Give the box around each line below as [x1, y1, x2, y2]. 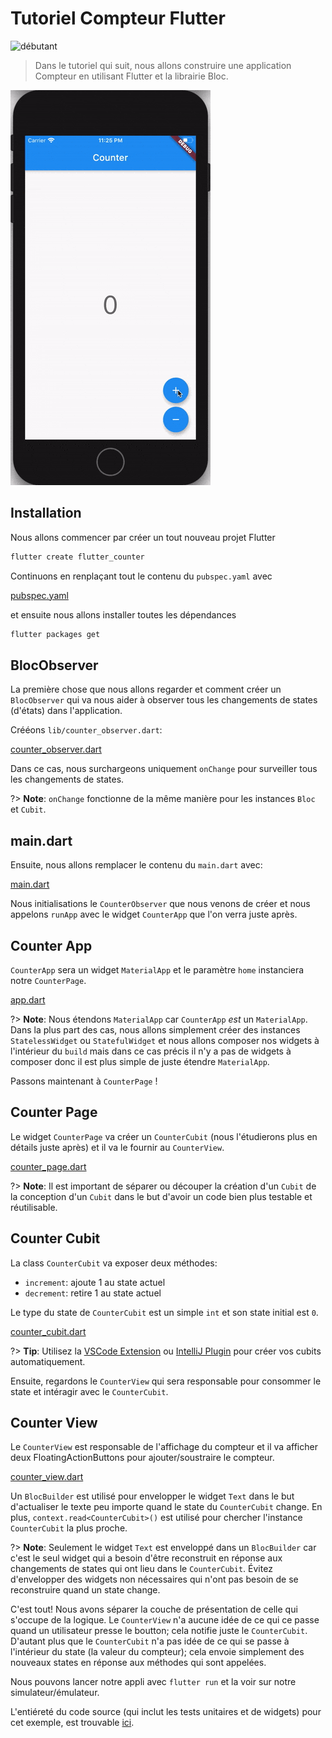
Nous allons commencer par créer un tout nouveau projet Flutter [10, 531, 276, 543]
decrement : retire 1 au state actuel [24, 1287, 162, 1299]
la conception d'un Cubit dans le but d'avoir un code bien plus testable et [10, 1190, 313, 1202]
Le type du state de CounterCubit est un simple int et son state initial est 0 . [10, 1306, 319, 1318]
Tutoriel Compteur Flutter [10, 7, 226, 30]
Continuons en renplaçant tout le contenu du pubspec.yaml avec [10, 570, 273, 582]
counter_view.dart [10, 1471, 84, 1483]
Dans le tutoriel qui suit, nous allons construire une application [34, 59, 292, 71]
